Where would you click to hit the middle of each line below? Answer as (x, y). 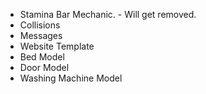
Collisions (40, 25)
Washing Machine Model (71, 78)
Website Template (57, 46)
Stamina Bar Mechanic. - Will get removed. (108, 14)
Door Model (44, 67)
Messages (41, 35)
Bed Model (42, 57)
